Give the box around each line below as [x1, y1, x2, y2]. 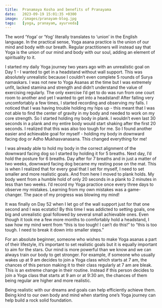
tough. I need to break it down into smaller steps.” [5, 227, 104, 233]
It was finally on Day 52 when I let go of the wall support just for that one [5, 201, 150, 207]
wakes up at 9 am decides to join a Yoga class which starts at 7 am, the [5, 257, 147, 263]
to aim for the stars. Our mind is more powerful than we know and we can [5, 247, 151, 253]
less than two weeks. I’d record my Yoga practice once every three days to [5, 181, 154, 187]
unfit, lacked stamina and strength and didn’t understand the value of [5, 84, 143, 90]
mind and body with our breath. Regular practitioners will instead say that [5, 44, 151, 50]
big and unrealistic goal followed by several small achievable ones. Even [5, 211, 149, 217]
